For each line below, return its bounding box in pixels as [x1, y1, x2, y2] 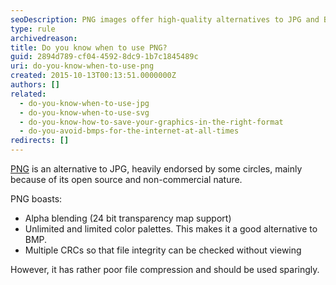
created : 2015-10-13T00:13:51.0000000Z [10, 71, 177, 81]
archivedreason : [10, 33, 78, 43]
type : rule [10, 24, 56, 34]
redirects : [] [10, 136, 70, 146]
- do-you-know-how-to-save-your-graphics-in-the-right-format [19, 117, 284, 127]
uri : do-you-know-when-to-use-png [10, 61, 155, 71]
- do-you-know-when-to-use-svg [19, 107, 150, 118]
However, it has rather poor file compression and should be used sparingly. [10, 264, 320, 275]
